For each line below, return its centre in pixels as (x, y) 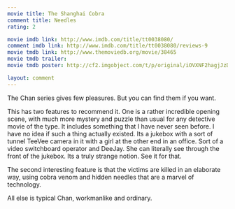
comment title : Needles (42, 20)
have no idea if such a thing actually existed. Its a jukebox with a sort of (110, 134)
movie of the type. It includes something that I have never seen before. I (111, 126)
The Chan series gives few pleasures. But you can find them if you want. (112, 98)
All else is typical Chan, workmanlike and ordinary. (80, 198)
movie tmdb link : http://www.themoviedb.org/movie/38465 (92, 52)
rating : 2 (22, 27)
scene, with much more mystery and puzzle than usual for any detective (111, 119)
